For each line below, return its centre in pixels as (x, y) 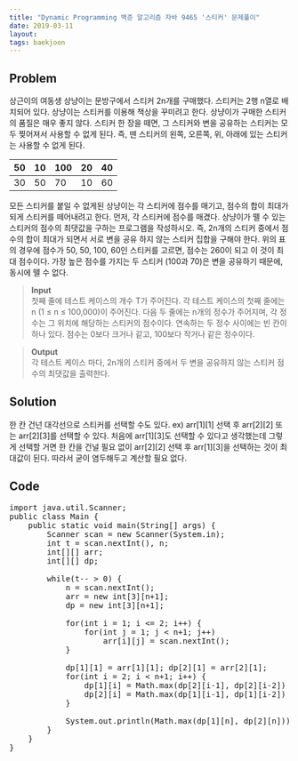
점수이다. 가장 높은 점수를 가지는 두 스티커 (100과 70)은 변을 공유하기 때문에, (150, 261)
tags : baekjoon (37, 42)
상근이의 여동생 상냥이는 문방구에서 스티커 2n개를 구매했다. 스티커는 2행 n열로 (145, 101)
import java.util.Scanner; (68, 507)
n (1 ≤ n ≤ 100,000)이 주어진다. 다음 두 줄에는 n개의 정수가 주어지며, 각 (154, 312)
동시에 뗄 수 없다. (39, 273)
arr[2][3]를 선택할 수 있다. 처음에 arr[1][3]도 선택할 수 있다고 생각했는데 (142, 436)
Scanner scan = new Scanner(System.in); (136, 534)
